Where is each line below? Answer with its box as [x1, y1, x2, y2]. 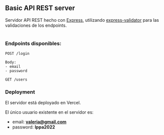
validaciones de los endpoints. [5, 22, 67, 28]
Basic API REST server [5, 4, 75, 12]
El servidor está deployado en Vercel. [5, 100, 81, 106]
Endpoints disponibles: [5, 40, 62, 46]
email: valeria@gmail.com [12, 119, 66, 125]
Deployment [5, 89, 35, 95]
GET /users [5, 77, 28, 82]
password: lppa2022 [12, 124, 55, 130]
